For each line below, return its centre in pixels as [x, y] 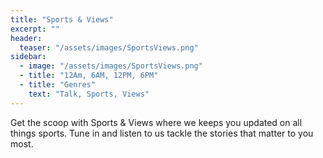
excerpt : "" [35, 29]
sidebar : [28, 57]
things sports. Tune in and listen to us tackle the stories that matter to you [162, 133]
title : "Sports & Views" [62, 19]
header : [26, 38]
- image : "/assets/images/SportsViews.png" [111, 66]
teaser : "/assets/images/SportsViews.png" [109, 47]
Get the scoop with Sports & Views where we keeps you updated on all [156, 122]
